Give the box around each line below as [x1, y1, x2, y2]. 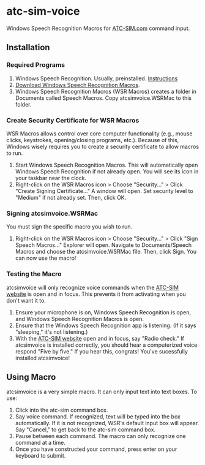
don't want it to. [6, 297, 46, 304]
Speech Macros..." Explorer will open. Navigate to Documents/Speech [15, 241, 192, 249]
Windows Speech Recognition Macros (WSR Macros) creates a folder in [15, 88, 197, 95]
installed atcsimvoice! [15, 354, 70, 361]
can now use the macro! [15, 254, 76, 262]
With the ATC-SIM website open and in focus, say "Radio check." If [15, 335, 185, 342]
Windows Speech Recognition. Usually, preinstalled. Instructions [15, 75, 178, 82]
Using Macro [6, 372, 56, 382]
